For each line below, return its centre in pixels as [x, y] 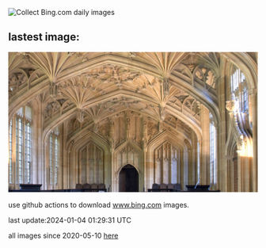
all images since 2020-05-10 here [63, 236]
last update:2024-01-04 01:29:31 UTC [70, 220]
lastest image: [44, 37]
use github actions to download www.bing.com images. [99, 205]
